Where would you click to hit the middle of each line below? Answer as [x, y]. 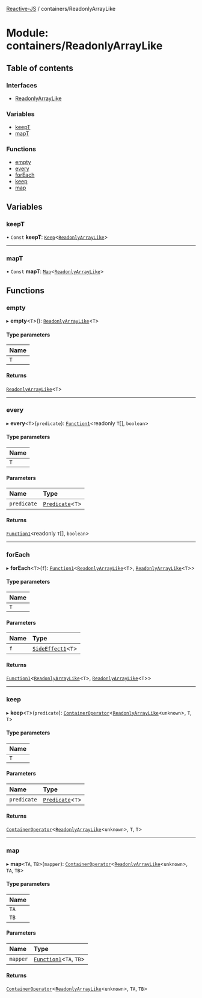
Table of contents [40, 68]
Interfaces [22, 85]
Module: [27, 33]
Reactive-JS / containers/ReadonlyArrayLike [61, 9]
